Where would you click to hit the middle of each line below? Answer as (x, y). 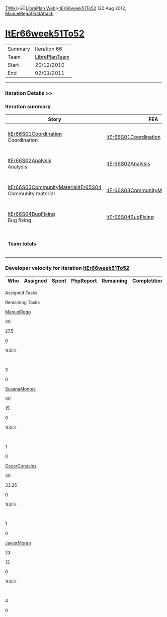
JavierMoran (18, 543)
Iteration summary (28, 106)
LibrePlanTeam (52, 57)
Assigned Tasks (21, 293)
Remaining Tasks (23, 303)
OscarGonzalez (21, 466)
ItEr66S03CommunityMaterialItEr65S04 (55, 187)
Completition (148, 281)
